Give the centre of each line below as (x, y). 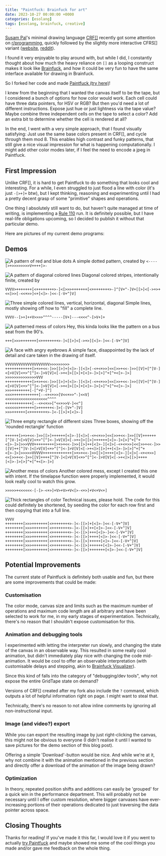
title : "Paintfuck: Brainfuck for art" (46, 10)
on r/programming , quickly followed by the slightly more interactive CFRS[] (81, 43)
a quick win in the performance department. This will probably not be (76, 794)
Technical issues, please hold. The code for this (111, 499)
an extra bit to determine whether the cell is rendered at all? (66, 119)
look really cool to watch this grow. (41, 481)
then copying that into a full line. (38, 510)
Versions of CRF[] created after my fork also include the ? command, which (82, 691)
